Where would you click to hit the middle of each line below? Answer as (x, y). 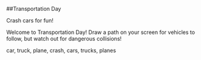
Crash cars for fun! (30, 20)
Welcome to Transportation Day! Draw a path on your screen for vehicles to (101, 32)
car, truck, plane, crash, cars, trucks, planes (61, 50)
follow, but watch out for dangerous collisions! (64, 38)
